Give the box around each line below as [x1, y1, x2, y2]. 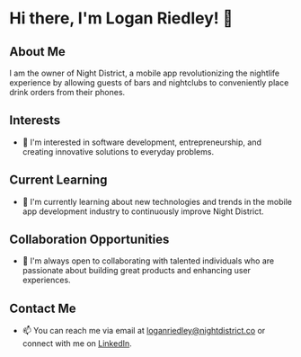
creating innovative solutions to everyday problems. [22, 146, 214, 156]
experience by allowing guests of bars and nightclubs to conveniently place [9, 77, 289, 88]
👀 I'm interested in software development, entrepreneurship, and [22, 137, 262, 147]
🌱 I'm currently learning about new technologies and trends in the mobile [22, 196, 292, 207]
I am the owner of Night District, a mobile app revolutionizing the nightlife [9, 67, 280, 78]
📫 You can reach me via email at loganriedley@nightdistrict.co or [22, 326, 266, 336]
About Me [9, 44, 66, 59]
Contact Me [9, 300, 76, 316]
